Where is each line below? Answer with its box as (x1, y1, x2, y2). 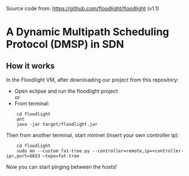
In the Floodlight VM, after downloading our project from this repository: (6, 76, 179, 83)
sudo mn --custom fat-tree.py (16, 148, 90, 154)
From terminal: (14, 100, 50, 107)
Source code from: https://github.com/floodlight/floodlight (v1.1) (6, 5, 159, 12)
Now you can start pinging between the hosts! (6, 163, 117, 170)
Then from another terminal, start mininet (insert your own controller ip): (6, 132, 180, 139)
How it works (6, 61, 55, 71)
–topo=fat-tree (43, 153, 80, 159)
